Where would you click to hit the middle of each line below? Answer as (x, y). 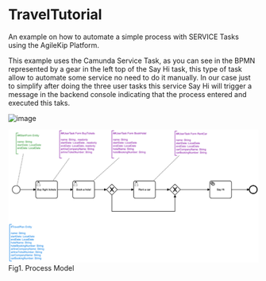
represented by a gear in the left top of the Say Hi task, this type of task (125, 68)
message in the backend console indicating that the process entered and (128, 94)
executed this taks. (39, 103)
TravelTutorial (55, 15)
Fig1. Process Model (41, 268)
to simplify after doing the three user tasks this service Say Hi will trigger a (130, 86)
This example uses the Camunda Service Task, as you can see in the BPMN (132, 60)
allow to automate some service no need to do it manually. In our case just (130, 77)
